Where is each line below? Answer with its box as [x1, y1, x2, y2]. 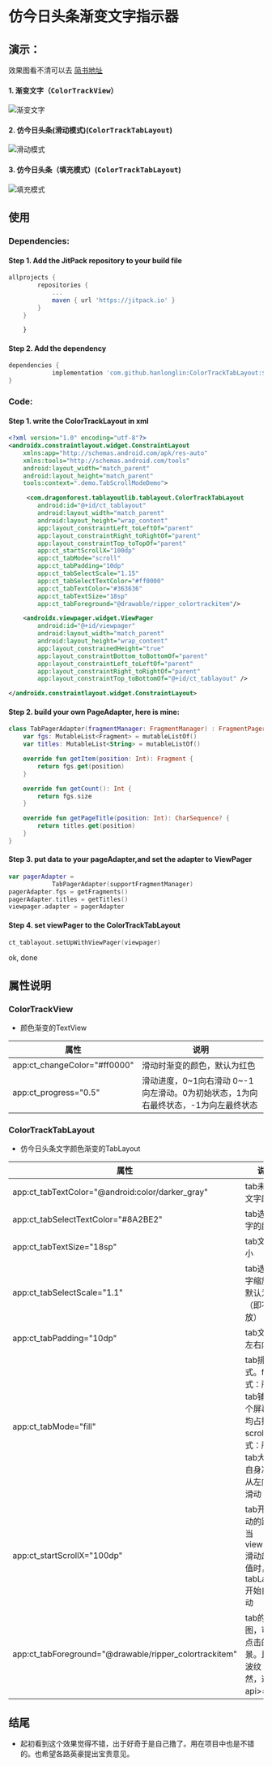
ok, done [8, 953, 38, 963]
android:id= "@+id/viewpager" [37, 622, 136, 630]
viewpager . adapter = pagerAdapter [8, 902, 125, 911]
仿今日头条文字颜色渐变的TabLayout [19, 1144, 141, 1154]
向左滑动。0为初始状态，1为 [141, 1088, 250, 1099]
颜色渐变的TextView [19, 1023, 87, 1032]
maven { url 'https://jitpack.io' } [51, 296, 176, 305]
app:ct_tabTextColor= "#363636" [37, 584, 143, 593]
